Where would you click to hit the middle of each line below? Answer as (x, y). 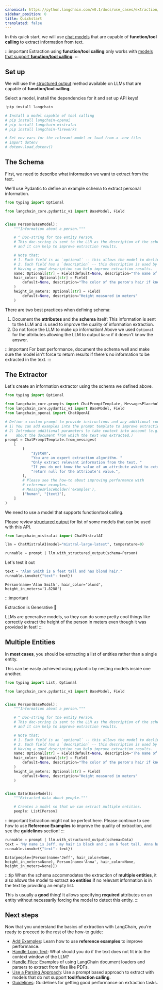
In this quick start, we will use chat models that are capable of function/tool (81, 37)
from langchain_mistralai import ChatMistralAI (54, 536)
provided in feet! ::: (24, 627)
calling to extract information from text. (44, 42)
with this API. (18, 527)
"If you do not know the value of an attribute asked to (90, 467)
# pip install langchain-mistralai (41, 125)
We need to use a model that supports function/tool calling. (64, 512)
